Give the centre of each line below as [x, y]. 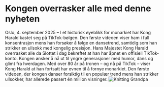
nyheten [23, 19]
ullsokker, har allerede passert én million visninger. [56, 79]
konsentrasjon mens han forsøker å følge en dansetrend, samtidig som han [81, 43]
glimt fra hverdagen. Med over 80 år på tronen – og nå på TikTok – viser [78, 64]
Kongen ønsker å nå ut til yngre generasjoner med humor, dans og [86, 58]
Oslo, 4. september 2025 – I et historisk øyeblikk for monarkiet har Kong [78, 32]
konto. [12, 58]
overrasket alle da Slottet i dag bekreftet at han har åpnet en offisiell [74, 53]
